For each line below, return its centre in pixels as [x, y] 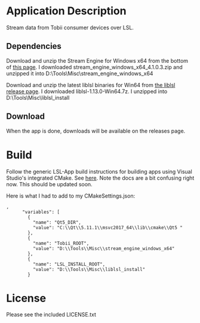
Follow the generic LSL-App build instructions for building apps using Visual [99, 171]
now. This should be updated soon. [49, 184]
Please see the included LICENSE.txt [51, 315]
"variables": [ [41, 212]
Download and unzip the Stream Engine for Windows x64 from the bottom [97, 60]
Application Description [66, 11]
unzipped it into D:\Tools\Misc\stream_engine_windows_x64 [80, 73]
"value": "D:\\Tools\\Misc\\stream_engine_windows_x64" [104, 248]
